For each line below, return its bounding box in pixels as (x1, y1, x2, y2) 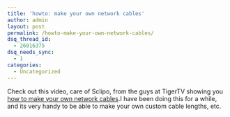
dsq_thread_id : (7, 36, 52, 43)
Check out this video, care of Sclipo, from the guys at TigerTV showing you (7, 87, 223, 96)
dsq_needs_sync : (7, 49, 54, 56)
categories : (7, 62, 42, 69)
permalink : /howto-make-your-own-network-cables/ (7, 29, 155, 37)
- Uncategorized (13, 68, 61, 75)
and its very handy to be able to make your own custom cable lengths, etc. (7, 102, 222, 110)
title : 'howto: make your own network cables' (7, 10, 145, 17)
